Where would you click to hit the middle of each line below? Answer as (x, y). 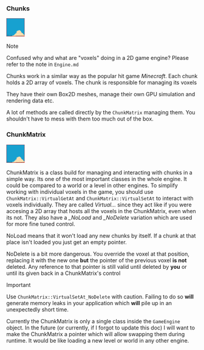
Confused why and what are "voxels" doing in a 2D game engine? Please (98, 58)
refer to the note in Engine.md (42, 64)
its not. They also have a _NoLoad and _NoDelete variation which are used (99, 217)
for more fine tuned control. (41, 224)
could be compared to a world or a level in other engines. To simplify (92, 185)
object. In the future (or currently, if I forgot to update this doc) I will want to (101, 328)
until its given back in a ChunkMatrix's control (63, 273)
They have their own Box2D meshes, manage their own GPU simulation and (101, 94)
